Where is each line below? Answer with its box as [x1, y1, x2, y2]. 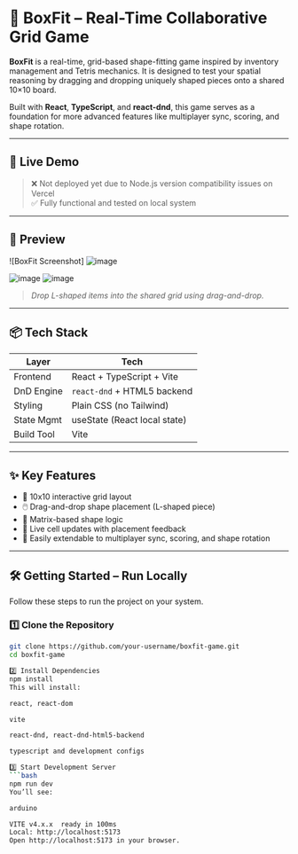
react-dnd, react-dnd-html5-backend [9, 731, 145, 740]
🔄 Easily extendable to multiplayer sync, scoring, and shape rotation [21, 533, 271, 544]
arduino [9, 803, 38, 812]
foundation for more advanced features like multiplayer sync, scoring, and [9, 111, 279, 121]
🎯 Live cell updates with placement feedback [21, 523, 186, 535]
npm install [9, 674, 53, 684]
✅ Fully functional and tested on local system [30, 197, 197, 208]
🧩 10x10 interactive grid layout [21, 491, 132, 502]
